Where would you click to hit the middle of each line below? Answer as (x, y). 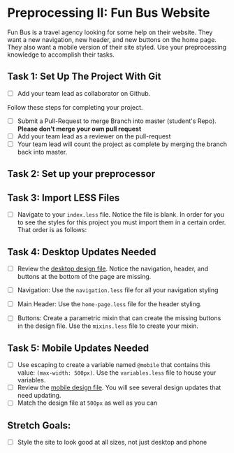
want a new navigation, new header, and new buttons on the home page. (112, 39)
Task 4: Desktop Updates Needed (82, 252)
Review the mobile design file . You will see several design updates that (119, 388)
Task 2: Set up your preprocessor (81, 174)
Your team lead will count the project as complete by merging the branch (122, 144)
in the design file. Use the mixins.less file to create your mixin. (108, 326)
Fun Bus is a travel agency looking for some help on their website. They (110, 32)
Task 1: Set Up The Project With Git (84, 77)
